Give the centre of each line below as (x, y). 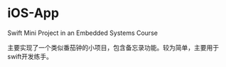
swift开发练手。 (30, 56)
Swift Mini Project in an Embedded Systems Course (83, 33)
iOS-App (33, 13)
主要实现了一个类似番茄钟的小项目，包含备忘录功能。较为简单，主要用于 (113, 47)
